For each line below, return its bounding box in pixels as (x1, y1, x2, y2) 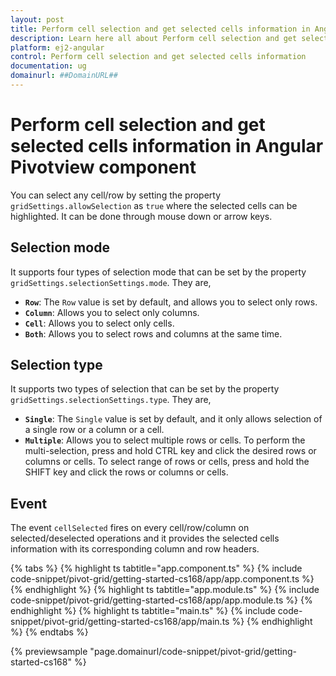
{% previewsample (10, 646, 88, 658)
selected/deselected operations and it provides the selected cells (10, 532, 280, 545)
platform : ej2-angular (10, 42, 105, 53)
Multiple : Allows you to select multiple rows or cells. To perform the (24, 434, 306, 446)
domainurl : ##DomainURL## (10, 71, 118, 81)
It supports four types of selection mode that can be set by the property (10, 266, 307, 278)
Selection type (10, 357, 103, 374)
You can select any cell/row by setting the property (10, 189, 222, 201)
